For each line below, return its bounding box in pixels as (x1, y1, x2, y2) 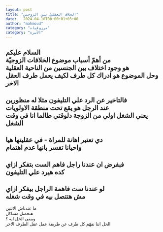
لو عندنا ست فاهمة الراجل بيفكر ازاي (5, 184, 105, 193)
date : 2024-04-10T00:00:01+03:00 (5, 16, 79, 21)
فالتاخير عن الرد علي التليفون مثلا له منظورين (5, 96, 128, 104)
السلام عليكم (5, 48, 41, 57)
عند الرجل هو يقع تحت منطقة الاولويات (5, 103, 109, 112)
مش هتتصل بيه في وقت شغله (5, 192, 86, 200)
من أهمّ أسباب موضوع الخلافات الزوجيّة (5, 56, 111, 65)
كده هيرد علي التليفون (5, 168, 65, 176)
